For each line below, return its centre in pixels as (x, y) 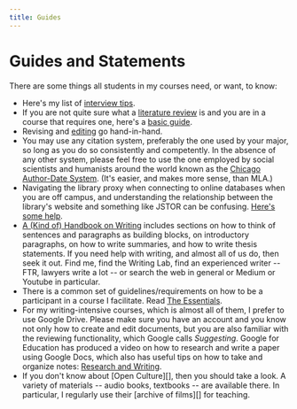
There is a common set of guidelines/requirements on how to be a (142, 291)
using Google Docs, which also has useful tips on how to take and (142, 357)
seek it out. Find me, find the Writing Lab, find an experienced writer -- (151, 263)
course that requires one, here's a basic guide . (107, 121)
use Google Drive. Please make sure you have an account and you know (154, 319)
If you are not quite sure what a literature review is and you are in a (144, 112)
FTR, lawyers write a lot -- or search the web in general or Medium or (148, 272)
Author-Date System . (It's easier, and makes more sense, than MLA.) (147, 178)
